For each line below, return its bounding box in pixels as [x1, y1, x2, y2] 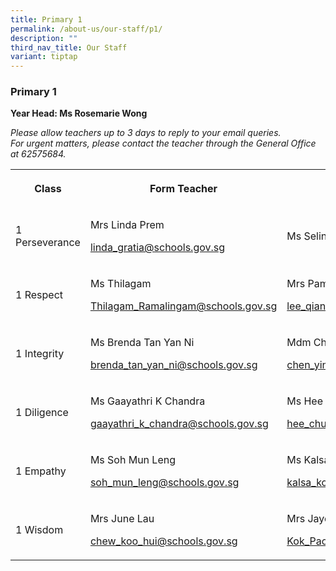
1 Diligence [15, 406, 69, 420]
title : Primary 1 [10, 14, 83, 25]
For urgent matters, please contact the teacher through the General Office [10, 137, 317, 150]
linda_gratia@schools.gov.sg [89, 241, 226, 255]
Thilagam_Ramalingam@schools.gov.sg [89, 299, 278, 313]
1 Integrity [15, 347, 65, 361]
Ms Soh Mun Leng [89, 453, 177, 467]
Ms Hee [286, 394, 323, 408]
